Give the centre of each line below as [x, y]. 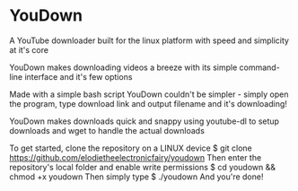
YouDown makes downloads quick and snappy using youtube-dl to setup [145, 121]
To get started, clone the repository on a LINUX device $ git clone [131, 148]
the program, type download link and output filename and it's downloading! [148, 103]
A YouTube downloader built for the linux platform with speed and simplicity [149, 40]
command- [259, 67]
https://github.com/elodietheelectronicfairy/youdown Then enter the [136, 157]
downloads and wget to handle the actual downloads [107, 130]
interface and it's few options [79, 76]
